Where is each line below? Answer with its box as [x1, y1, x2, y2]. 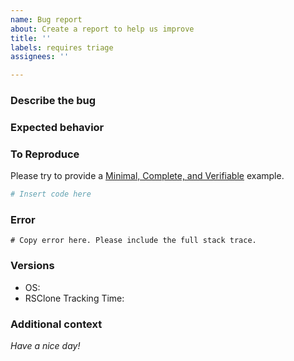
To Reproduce [10, 147, 80, 161]
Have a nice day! [10, 340, 81, 352]
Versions [10, 259, 55, 273]
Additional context [10, 317, 103, 331]
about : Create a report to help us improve [10, 24, 195, 34]
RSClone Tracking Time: [24, 292, 125, 304]
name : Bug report [10, 14, 83, 25]
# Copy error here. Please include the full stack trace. [10, 236, 257, 246]
